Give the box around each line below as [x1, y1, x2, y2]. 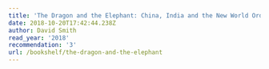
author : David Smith [8, 26, 78, 34]
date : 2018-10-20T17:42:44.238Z [8, 19, 116, 27]
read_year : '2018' [8, 33, 70, 42]
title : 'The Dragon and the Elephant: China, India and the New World [8, 11, 249, 20]
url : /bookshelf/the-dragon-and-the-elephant [8, 48, 163, 56]
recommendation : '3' [8, 41, 78, 49]
